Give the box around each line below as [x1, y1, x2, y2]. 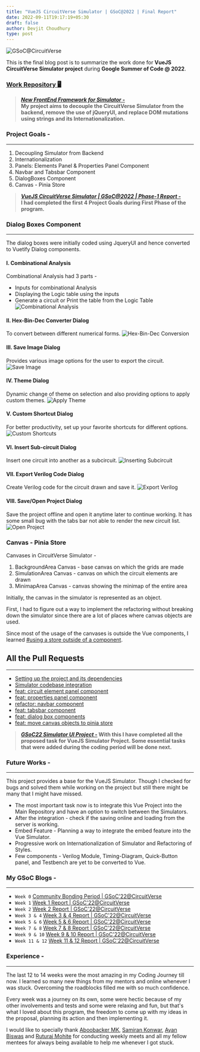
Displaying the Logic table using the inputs [14, 291, 120, 298]
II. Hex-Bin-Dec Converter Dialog [6, 317, 89, 324]
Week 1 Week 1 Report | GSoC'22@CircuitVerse [14, 899, 130, 906]
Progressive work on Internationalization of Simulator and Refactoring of [14, 840, 192, 847]
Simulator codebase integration [14, 681, 92, 688]
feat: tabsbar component [14, 707, 76, 714]
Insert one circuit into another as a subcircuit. [6, 457, 118, 464]
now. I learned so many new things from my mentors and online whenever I [6, 977, 190, 985]
